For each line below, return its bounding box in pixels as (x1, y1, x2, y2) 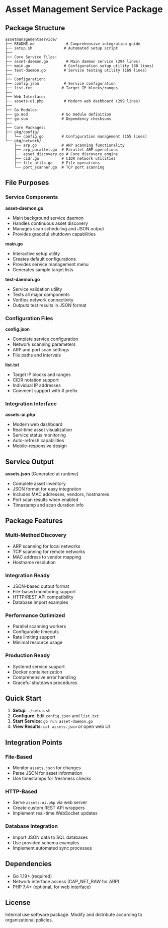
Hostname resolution (12, 559, 56, 565)
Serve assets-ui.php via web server (12, 799, 88, 806)
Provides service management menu (12, 261, 89, 267)
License (5, 898, 31, 907)
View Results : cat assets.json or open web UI (12, 723, 110, 729)
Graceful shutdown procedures (12, 679, 77, 686)
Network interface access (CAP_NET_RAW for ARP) (12, 878, 120, 884)
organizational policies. (5, 917, 53, 923)
